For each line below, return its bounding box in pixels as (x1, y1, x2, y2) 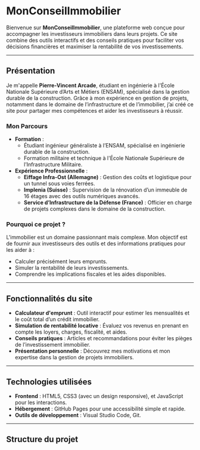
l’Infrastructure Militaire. (23, 161, 83, 168)
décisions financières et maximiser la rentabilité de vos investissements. (6, 43, 183, 50)
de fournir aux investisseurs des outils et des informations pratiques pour (6, 240, 186, 247)
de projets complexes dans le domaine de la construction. (23, 205, 165, 212)
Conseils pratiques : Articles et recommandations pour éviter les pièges (14, 335, 192, 342)
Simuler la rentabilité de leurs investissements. (14, 264, 129, 272)
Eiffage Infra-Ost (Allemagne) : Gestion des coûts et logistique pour (23, 174, 192, 181)
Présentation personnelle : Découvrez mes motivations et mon (14, 347, 171, 355)
